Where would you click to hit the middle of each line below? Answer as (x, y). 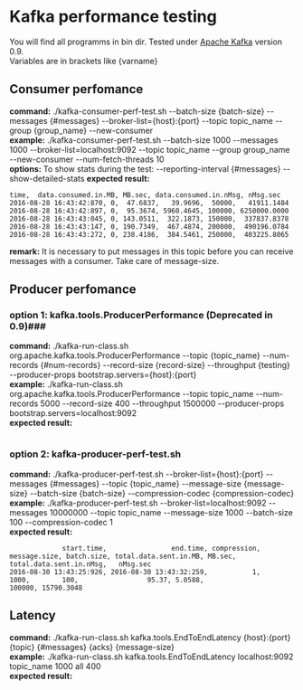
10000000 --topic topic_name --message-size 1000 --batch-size (171, 512)
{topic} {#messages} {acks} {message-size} (92, 647)
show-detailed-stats (47, 178)
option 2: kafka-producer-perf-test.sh (95, 454)
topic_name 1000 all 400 (55, 666)
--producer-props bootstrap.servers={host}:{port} (103, 375)
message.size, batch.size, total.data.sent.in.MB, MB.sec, (123, 556)
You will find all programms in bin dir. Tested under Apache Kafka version (146, 42)
